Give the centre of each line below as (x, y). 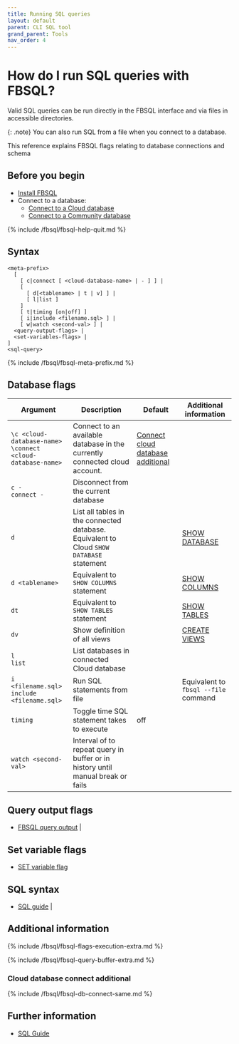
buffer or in (91, 758)
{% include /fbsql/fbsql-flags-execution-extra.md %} (85, 946)
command (198, 698)
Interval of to (94, 740)
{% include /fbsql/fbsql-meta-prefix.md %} (71, 362)
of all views (92, 639)
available (88, 435)
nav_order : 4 (27, 41)
